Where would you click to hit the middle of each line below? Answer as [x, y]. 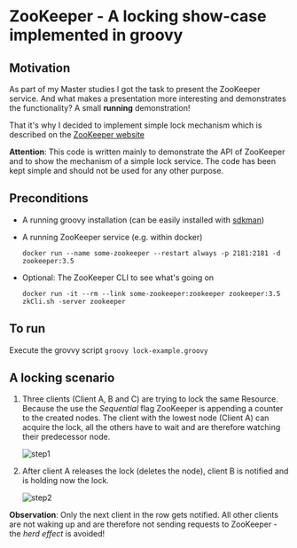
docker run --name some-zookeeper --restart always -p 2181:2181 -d [151, 253]
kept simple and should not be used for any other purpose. [117, 171]
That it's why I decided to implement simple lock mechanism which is [136, 125]
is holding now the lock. [65, 481]
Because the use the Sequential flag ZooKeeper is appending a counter [152, 409]
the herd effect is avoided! [57, 534]
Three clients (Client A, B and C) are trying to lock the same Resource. [150, 399]
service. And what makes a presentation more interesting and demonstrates [148, 98]
